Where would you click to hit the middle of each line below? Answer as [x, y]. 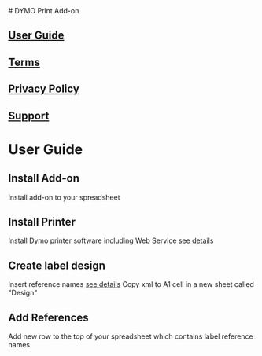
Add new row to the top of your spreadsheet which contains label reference [131, 336]
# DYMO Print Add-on [44, 11]
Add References [48, 317]
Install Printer [42, 222]
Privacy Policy [44, 89]
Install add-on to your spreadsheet [64, 197]
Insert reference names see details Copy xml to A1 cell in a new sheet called [131, 284]
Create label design [57, 265]
